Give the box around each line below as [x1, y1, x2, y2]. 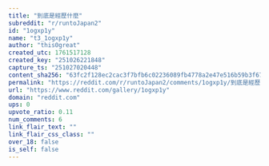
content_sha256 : [8, 71, 62, 79]
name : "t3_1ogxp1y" [8, 34, 74, 42]
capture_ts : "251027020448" [8, 64, 102, 72]
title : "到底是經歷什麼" [8, 11, 82, 20]
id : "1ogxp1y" [8, 26, 56, 34]
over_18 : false [8, 137, 59, 146]
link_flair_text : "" [8, 123, 78, 131]
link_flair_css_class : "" [8, 130, 94, 138]
